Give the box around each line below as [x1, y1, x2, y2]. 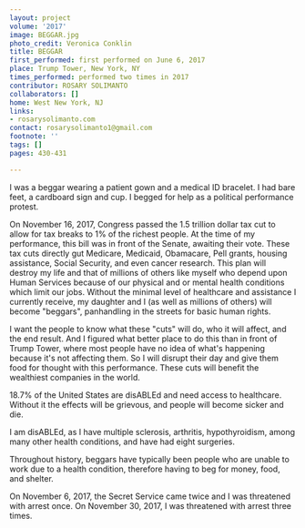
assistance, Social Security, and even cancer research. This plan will [9, 257, 267, 269]
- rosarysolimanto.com [9, 115, 96, 124]
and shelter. [9, 472, 55, 483]
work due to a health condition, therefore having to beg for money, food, [9, 463, 280, 474]
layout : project [9, 13, 71, 23]
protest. [9, 201, 39, 212]
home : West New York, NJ [9, 97, 104, 107]
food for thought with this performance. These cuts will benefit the [9, 361, 259, 373]
